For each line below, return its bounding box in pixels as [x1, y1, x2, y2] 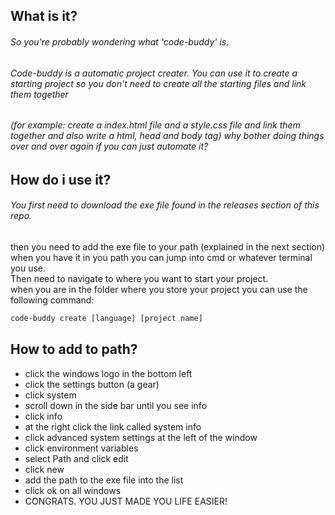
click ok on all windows [24, 484, 122, 496]
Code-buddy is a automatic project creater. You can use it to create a [10, 67, 298, 79]
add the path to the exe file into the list [24, 474, 184, 486]
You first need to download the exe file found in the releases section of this [10, 199, 320, 211]
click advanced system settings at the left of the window [24, 431, 258, 443]
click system [24, 389, 77, 401]
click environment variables [24, 442, 139, 454]
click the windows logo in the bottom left [24, 367, 193, 379]
